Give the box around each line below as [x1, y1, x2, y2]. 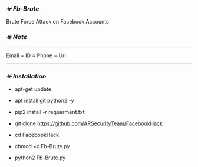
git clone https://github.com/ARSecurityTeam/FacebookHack [14, 120, 163, 127]
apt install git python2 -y [14, 97, 75, 104]
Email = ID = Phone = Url [6, 52, 66, 59]
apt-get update [14, 85, 52, 93]
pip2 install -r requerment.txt [14, 108, 85, 115]
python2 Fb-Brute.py [14, 154, 66, 161]
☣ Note [6, 33, 28, 41]
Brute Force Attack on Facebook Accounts [6, 18, 109, 25]
